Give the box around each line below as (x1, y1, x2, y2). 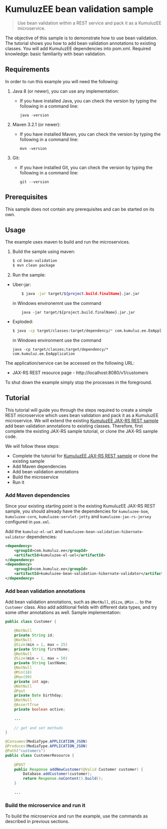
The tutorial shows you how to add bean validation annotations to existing (5, 40, 156, 46)
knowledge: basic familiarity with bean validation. (5, 51, 106, 57)
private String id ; (14, 633, 55, 638)
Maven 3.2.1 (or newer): (12, 121, 61, 128)
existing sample (12, 458, 45, 464)
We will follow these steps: (5, 443, 60, 449)
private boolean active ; (14, 707, 66, 712)
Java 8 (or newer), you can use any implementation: (12, 88, 119, 94)
